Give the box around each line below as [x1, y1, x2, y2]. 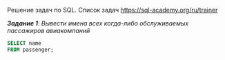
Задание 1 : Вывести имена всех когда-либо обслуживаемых [7, 19, 189, 27]
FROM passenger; [7, 46, 54, 53]
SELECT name [7, 40, 41, 47]
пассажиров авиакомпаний [7, 27, 90, 34]
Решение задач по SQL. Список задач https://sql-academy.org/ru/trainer [7, 6, 218, 14]
